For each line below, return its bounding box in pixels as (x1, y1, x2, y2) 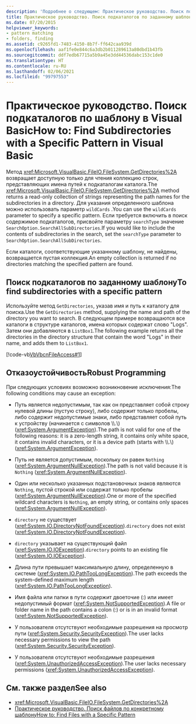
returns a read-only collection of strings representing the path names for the (6, 193, 190, 200)
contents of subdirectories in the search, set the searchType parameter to (6, 231, 182, 238)
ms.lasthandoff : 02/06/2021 (6, 69, 75, 74)
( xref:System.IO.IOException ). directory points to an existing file (14, 546, 168, 553)
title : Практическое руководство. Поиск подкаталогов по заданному (6, 14, 174, 20)
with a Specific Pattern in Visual (6, 136, 163, 150)
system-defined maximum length (14, 576, 94, 583)
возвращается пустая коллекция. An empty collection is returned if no (6, 254, 177, 261)
